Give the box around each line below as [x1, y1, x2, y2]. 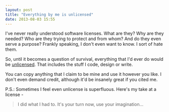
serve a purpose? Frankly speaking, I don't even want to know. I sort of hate [5, 41, 163, 47]
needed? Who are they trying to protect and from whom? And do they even [5, 36, 161, 42]
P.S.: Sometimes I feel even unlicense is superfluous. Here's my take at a [5, 86, 156, 92]
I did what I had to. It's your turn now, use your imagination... [17, 101, 144, 107]
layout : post [5, 7, 33, 13]
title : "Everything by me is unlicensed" [5, 12, 94, 17]
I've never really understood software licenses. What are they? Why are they [5, 31, 164, 37]
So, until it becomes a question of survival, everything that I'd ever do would [5, 56, 164, 62]
